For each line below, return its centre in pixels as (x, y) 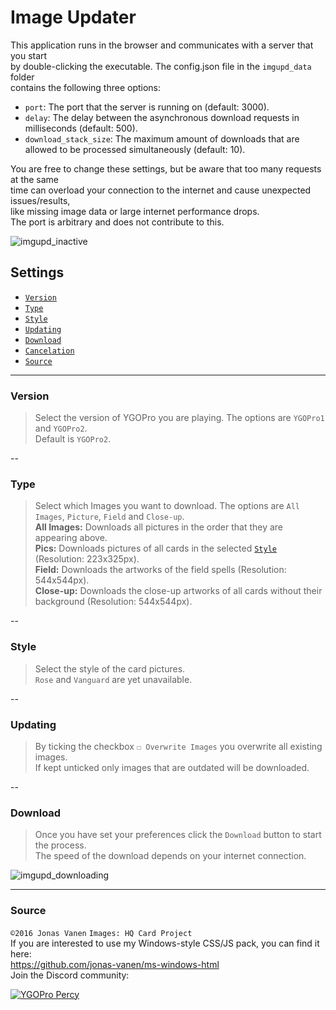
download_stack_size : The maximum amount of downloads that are (162, 138)
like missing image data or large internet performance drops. (135, 211)
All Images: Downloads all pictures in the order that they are (159, 527)
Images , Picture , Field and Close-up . (109, 517)
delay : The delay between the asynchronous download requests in (162, 117)
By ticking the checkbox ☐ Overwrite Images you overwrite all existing (178, 746)
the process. (60, 845)
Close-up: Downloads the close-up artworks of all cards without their (178, 591)
